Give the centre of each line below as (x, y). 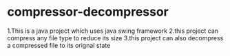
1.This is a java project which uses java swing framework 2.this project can (113, 31)
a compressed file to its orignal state (59, 45)
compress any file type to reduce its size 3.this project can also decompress (115, 38)
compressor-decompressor (88, 12)
